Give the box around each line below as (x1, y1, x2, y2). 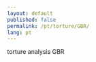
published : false (7, 16, 57, 23)
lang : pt (7, 29, 32, 36)
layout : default (7, 10, 53, 17)
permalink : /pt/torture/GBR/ (7, 22, 90, 29)
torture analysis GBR (7, 48, 65, 56)
